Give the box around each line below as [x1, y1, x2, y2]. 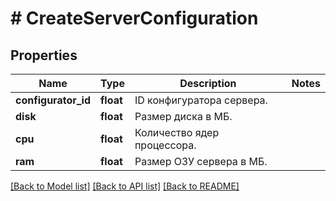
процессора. [134, 138, 197, 152]
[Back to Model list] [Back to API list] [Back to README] [10, 180, 240, 192]
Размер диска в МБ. [134, 110, 233, 123]
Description [179, 77, 237, 90]
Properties [10, 47, 78, 64]
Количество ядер [134, 126, 220, 139]
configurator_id [15, 93, 91, 107]
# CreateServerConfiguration [10, 7, 259, 30]
